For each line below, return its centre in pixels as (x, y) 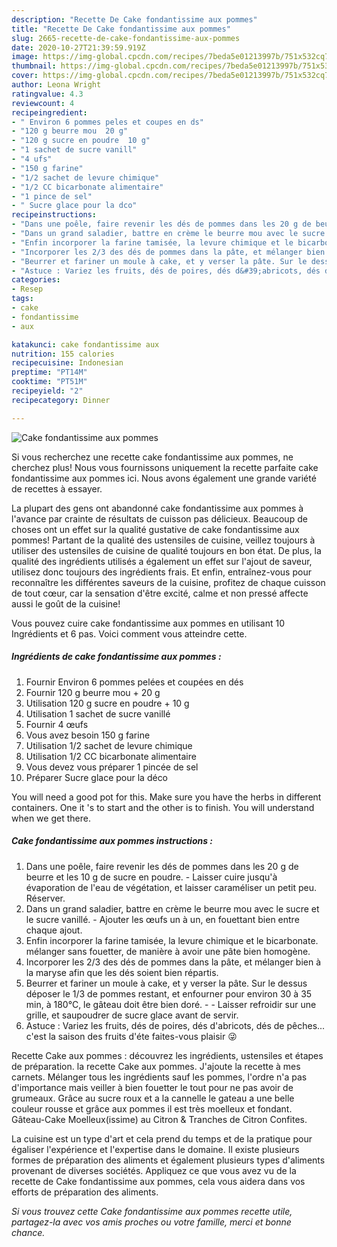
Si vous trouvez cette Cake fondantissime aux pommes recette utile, (152, 1211)
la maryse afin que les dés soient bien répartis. (122, 972)
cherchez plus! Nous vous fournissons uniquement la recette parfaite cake (165, 467)
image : (25, 57)
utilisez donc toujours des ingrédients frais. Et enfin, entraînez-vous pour (161, 572)
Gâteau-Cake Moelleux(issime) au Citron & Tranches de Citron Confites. (159, 1119)
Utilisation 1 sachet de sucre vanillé (98, 713)
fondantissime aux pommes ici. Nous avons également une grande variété (164, 478)
